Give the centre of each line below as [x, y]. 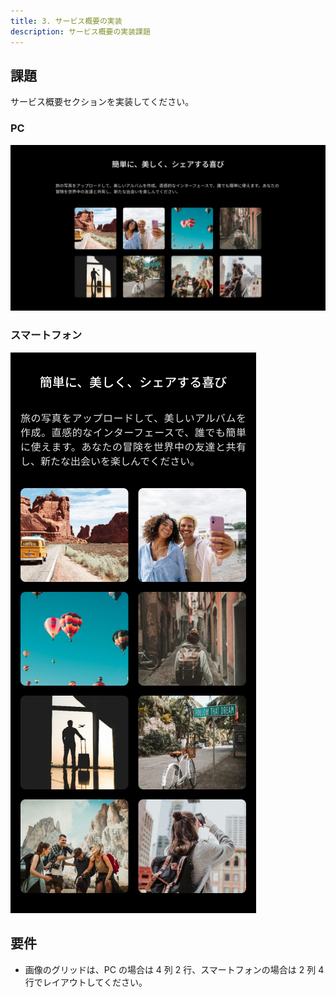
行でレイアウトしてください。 [86, 982]
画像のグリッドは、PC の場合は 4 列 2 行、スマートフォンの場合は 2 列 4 [174, 969]
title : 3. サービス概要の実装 [66, 21]
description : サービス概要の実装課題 [80, 31]
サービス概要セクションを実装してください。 [102, 102]
